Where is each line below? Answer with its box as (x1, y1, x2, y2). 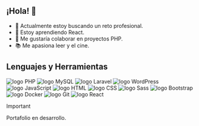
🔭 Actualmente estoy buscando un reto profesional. (15, 22, 143, 29)
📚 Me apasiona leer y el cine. (15, 42, 90, 49)
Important (6, 102, 31, 110)
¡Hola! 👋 (6, 6, 37, 16)
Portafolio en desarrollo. (6, 114, 67, 121)
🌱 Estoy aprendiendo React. (15, 28, 85, 36)
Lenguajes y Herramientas (6, 62, 108, 72)
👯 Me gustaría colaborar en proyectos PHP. (15, 35, 123, 42)
